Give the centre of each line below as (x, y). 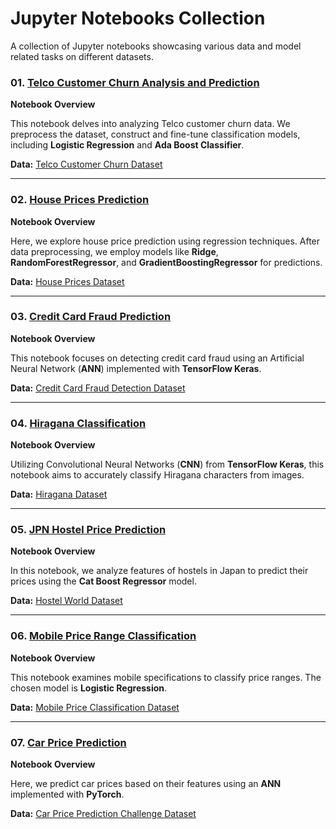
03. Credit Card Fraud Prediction (91, 317)
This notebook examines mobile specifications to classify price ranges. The (166, 677)
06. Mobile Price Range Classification (103, 636)
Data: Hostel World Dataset (66, 601)
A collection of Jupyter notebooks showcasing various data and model (156, 46)
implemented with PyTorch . (67, 794)
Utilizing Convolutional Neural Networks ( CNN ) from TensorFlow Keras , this (167, 464)
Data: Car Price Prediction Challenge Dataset (103, 814)
